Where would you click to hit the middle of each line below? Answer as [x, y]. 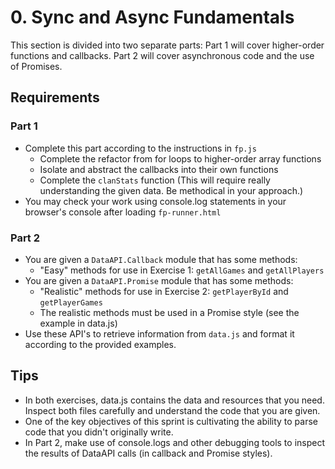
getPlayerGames [71, 302]
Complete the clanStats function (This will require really [155, 180]
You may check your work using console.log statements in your [155, 201]
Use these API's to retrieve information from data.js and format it [159, 333]
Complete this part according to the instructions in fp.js [140, 148]
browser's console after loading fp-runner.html [123, 212]
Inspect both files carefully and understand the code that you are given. [172, 410]
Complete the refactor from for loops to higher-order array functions [180, 158]
